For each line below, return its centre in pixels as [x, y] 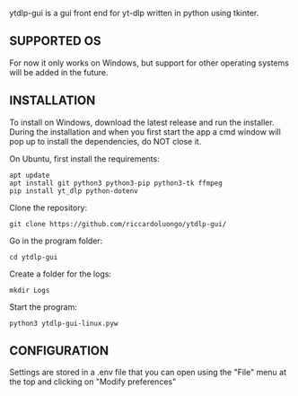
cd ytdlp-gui [34, 257]
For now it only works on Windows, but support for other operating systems [149, 63]
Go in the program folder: [56, 241]
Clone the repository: [48, 207]
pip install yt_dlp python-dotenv [74, 191]
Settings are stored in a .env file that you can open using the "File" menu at [148, 373]
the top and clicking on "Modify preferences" [93, 382]
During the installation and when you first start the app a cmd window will [145, 132]
